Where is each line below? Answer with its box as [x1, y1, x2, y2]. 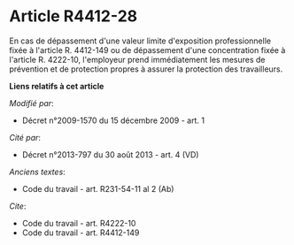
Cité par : [9, 132, 42, 142]
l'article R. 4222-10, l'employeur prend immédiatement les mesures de [9, 54, 266, 65]
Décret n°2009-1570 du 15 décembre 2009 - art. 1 [21, 115, 205, 126]
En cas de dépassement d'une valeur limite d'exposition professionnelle [9, 35, 272, 46]
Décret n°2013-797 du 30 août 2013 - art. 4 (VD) [21, 149, 199, 160]
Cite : [9, 201, 27, 211]
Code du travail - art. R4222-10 [21, 218, 136, 228]
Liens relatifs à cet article [9, 80, 104, 91]
